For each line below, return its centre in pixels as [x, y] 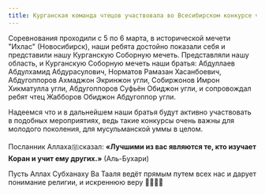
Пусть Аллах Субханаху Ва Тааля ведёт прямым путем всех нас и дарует [132, 174]
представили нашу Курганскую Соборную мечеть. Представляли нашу [129, 54]
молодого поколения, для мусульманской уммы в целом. [106, 129]
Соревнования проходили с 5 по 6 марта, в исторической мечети [119, 38]
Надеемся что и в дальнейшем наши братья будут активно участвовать [130, 112]
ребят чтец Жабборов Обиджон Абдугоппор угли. [92, 96]
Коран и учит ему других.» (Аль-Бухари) [79, 158]
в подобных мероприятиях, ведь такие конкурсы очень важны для [121, 120]
